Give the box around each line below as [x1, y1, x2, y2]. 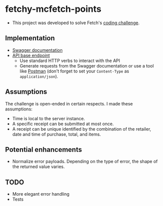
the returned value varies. [12, 164, 65, 170]
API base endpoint [12, 52, 50, 58]
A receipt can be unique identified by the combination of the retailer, [12, 126, 152, 132]
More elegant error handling [12, 191, 70, 197]
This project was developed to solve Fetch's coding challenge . [12, 20, 140, 26]
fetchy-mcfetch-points [5, 3, 102, 15]
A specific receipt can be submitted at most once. [12, 121, 114, 127]
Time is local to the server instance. [12, 115, 85, 121]
